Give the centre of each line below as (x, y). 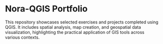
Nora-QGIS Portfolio (46, 9)
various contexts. (22, 37)
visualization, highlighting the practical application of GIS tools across (75, 32)
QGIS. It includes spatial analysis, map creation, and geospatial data (73, 27)
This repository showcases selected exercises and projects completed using (82, 22)
